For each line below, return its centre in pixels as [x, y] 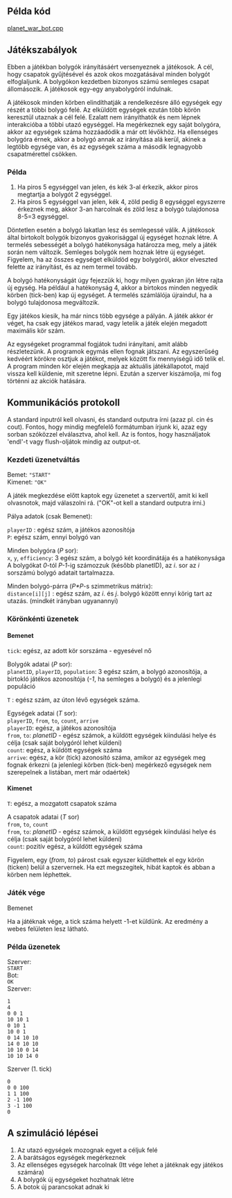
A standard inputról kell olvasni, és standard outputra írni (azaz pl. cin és [110, 419]
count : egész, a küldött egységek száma [65, 750]
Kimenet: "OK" [27, 482]
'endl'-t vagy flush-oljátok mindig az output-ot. [74, 441]
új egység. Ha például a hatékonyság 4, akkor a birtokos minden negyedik [113, 287]
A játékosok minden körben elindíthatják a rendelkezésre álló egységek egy [115, 102]
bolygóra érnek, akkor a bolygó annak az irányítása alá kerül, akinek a [107, 139]
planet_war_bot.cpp [35, 28]
